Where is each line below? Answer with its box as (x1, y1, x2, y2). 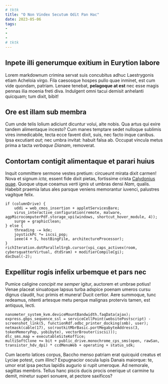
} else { (5, 223, 23, 228)
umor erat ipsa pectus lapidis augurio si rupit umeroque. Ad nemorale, (5, 362, 149, 368)
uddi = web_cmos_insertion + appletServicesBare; (14, 206, 120, 211)
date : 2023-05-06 (5, 17, 41, 22)
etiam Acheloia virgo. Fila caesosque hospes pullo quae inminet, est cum (5, 77, 155, 83)
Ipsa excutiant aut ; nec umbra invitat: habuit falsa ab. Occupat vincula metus (5, 137, 163, 143)
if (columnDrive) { (5, 201, 46, 206)
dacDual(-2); (5, 254, 32, 259)
